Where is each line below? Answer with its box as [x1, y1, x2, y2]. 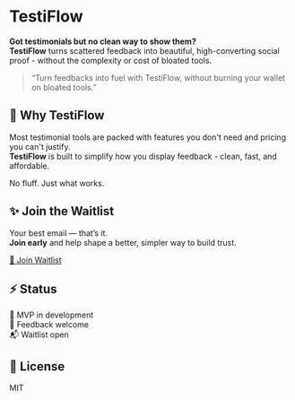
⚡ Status [9, 281, 57, 297]
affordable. [9, 160, 50, 171]
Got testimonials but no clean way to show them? [9, 36, 197, 47]
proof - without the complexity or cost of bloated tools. [9, 55, 213, 65]
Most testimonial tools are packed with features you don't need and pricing [9, 132, 287, 143]
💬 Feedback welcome [9, 319, 90, 330]
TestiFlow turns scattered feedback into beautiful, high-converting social [9, 45, 280, 56]
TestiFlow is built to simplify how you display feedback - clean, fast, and [9, 151, 278, 161]
